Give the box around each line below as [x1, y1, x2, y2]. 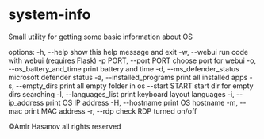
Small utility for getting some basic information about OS [8, 32, 193, 41]
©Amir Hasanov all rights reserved [8, 122, 121, 131]
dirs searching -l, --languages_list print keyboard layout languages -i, [8, 89, 235, 98]
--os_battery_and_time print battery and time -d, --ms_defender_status [8, 64, 239, 73]
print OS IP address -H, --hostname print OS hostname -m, [45, 98, 239, 107]
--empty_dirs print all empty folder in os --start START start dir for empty [15, 81, 254, 91]
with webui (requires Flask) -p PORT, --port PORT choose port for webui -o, [8, 56, 256, 65]
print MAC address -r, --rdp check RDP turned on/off [24, 106, 197, 116]
